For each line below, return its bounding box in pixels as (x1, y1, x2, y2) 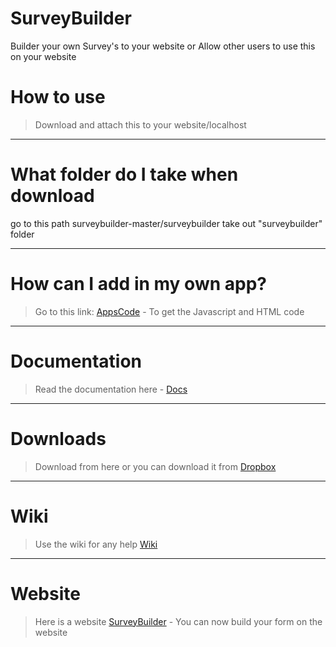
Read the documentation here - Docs (34, 383, 188, 395)
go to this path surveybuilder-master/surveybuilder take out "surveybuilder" (10, 217, 323, 229)
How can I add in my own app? (10, 273, 267, 295)
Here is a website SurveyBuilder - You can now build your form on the (34, 615, 323, 627)
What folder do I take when (10, 163, 239, 186)
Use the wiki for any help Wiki (34, 538, 158, 550)
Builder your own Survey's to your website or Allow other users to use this (10, 40, 316, 52)
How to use (10, 86, 106, 109)
